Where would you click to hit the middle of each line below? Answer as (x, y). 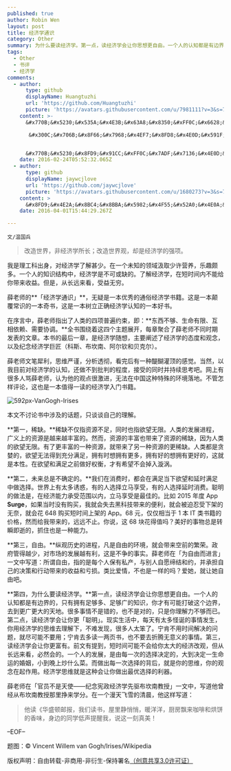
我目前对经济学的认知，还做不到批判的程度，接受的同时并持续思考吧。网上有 (115, 370)
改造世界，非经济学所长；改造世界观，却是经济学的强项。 (105, 251)
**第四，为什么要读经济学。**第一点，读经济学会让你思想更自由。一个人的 (113, 594)
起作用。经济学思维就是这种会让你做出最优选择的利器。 (97, 672)
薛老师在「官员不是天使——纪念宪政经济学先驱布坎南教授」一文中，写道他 (112, 686)
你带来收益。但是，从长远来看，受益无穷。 (67, 282)
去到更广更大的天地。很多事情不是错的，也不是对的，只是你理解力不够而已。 (115, 611)
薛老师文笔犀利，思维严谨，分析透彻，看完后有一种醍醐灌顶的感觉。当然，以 (115, 361)
